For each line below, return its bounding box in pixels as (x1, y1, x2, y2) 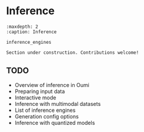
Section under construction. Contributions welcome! (6, 49, 139, 56)
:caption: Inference (6, 28, 57, 35)
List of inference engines (14, 107, 76, 114)
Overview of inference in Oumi (14, 81, 90, 88)
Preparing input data (14, 88, 65, 95)
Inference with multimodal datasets (14, 100, 101, 107)
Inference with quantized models (14, 119, 95, 126)
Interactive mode (14, 94, 56, 101)
